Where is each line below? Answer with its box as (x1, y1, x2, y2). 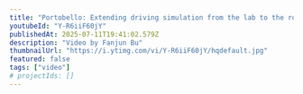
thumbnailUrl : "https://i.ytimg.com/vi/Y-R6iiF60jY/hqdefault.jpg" (9, 47, 269, 56)
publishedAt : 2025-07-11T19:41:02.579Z (9, 30, 160, 38)
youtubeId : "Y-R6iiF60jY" (9, 21, 106, 30)
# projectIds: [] (9, 72, 75, 81)
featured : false (9, 55, 70, 64)
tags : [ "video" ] (9, 64, 70, 73)
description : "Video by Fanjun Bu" (9, 38, 143, 47)
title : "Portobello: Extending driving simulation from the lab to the (9, 13, 284, 22)
